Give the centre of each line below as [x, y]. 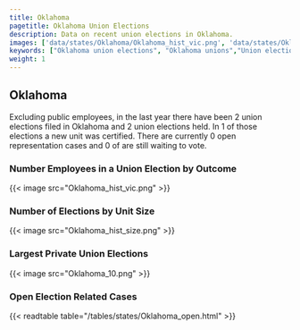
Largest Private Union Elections [79, 254]
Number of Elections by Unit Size [82, 211]
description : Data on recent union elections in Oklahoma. [121, 34]
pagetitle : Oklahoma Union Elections [79, 26]
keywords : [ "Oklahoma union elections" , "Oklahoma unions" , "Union [135, 51]
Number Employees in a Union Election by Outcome [123, 168]
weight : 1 [28, 59]
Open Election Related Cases [73, 296]
